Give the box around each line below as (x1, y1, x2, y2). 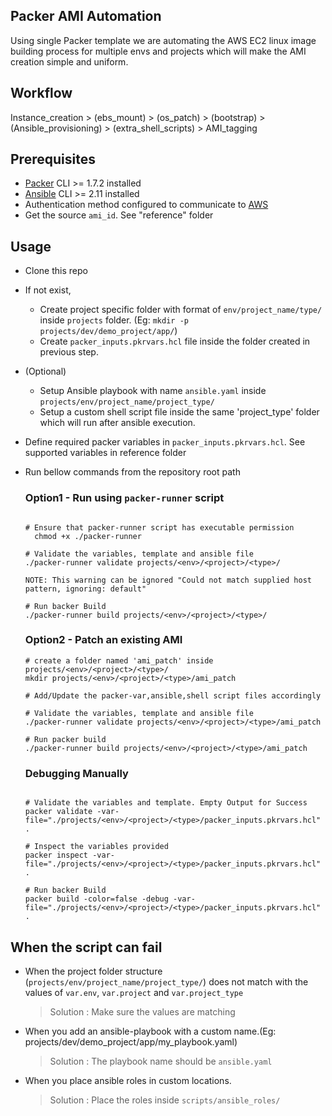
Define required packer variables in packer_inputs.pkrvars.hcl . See (24, 436, 306, 448)
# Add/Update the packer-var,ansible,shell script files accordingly (24, 690, 322, 701)
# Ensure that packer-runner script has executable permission (24, 522, 295, 533)
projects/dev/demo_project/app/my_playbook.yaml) (24, 1035, 238, 1048)
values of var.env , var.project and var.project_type (24, 986, 244, 998)
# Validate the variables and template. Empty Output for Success (24, 798, 308, 808)
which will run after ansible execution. (39, 417, 196, 429)
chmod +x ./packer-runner (34, 531, 142, 541)
